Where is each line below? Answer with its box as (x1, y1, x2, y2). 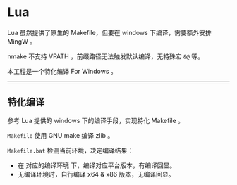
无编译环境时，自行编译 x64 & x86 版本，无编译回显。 (17, 170, 175, 178)
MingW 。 (7, 37, 37, 46)
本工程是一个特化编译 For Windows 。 (7, 67, 118, 75)
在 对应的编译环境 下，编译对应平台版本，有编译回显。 (17, 161, 176, 170)
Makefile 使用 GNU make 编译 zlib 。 (7, 131, 114, 139)
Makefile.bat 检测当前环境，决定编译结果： (7, 146, 134, 155)
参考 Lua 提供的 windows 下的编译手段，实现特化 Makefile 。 (7, 116, 185, 125)
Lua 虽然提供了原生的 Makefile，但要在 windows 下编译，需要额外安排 (7, 28, 212, 37)
